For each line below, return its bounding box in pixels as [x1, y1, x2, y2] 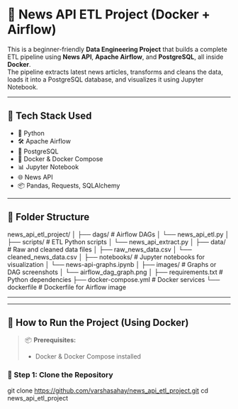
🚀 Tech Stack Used [7, 110, 92, 122]
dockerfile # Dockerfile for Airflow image [7, 283, 126, 291]
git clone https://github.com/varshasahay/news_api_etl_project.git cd [7, 386, 209, 395]
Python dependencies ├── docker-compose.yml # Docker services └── [7, 275, 220, 283]
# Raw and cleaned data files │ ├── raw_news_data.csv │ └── [7, 245, 193, 253]
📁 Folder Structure [7, 211, 90, 223]
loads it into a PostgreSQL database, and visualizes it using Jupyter [7, 75, 204, 84]
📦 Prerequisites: [24, 336, 76, 344]
